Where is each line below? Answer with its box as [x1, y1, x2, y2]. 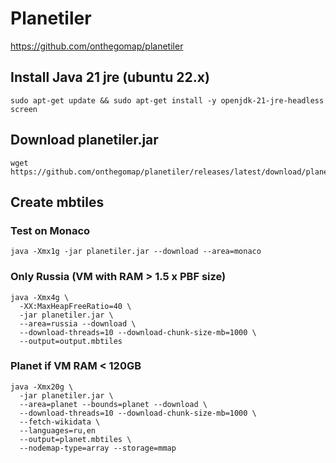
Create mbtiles [10, 193, 105, 211]
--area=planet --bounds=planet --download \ [19, 399, 208, 409]
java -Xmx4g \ [10, 292, 70, 302]
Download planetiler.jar [10, 132, 159, 149]
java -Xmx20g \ [10, 382, 74, 392]
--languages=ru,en [19, 425, 97, 436]
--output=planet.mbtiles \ [19, 434, 132, 444]
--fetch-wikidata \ [19, 417, 101, 427]
